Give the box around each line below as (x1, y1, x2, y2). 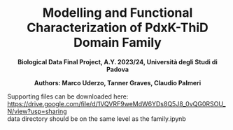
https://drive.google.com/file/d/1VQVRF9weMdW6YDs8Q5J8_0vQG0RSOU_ (7, 99, 226, 108)
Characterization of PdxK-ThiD (27, 20, 209, 36)
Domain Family (73, 35, 162, 50)
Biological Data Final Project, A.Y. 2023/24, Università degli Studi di (17, 57, 218, 66)
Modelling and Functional (42, 5, 193, 21)
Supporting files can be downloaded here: (7, 92, 129, 101)
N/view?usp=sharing (7, 107, 68, 115)
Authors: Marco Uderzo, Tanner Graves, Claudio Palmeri (34, 78, 202, 87)
